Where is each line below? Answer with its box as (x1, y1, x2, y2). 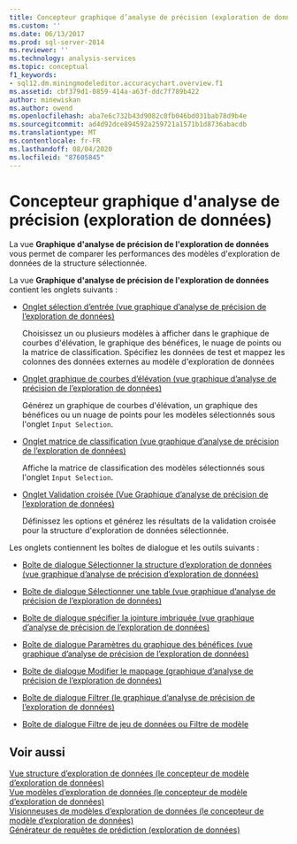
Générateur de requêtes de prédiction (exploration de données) (9, 825, 240, 835)
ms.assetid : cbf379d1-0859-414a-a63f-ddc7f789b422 (9, 87, 200, 96)
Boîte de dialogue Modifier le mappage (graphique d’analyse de (21, 666, 254, 677)
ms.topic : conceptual (9, 63, 89, 72)
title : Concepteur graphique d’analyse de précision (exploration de (9, 12, 271, 22)
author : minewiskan (9, 95, 81, 105)
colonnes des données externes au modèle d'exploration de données (21, 356, 275, 368)
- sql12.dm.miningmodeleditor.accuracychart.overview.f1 (9, 79, 224, 88)
